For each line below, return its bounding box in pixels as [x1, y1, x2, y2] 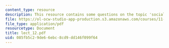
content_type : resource [5, 7, 55, 12]
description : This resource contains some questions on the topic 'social [5, 12, 165, 17]
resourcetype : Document [5, 26, 55, 31]
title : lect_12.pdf [5, 30, 46, 35]
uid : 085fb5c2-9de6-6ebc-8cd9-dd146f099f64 [5, 35, 98, 40]
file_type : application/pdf [5, 21, 64, 26]
